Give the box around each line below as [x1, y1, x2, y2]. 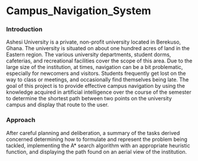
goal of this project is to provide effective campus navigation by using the [6, 83, 185, 90]
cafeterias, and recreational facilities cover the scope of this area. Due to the [6, 57, 193, 64]
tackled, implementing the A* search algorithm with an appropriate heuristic [6, 142, 190, 149]
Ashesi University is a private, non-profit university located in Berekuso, [6, 38, 181, 45]
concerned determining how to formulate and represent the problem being [6, 136, 188, 143]
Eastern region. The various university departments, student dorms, [6, 51, 171, 58]
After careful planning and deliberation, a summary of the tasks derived [6, 129, 180, 136]
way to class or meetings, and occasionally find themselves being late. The [6, 76, 189, 83]
